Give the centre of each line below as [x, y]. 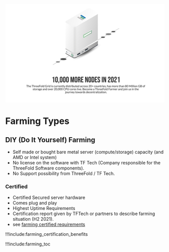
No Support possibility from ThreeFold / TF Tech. [64, 174]
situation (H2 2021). [33, 219]
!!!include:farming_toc [28, 244]
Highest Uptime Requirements [44, 208]
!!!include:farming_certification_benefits [47, 234]
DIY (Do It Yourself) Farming [50, 140]
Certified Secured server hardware [49, 198]
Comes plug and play [35, 203]
